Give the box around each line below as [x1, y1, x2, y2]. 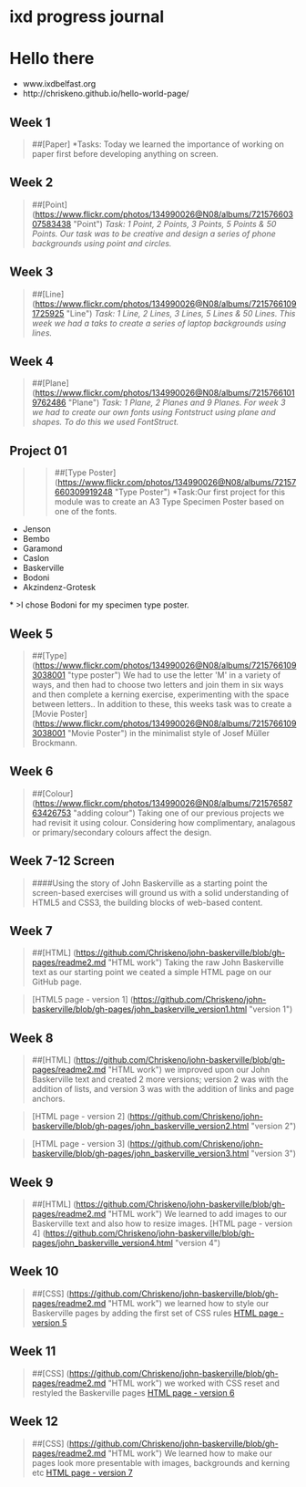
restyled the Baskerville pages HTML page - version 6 [31, 1387, 235, 1398]
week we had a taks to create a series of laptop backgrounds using [31, 317, 287, 328]
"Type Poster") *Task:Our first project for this [114, 486, 285, 498]
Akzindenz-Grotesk [22, 582, 97, 593]
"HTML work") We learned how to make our [107, 1448, 273, 1459]
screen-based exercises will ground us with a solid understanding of [31, 887, 290, 898]
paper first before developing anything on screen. [31, 148, 219, 159]
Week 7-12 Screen [9, 853, 116, 868]
